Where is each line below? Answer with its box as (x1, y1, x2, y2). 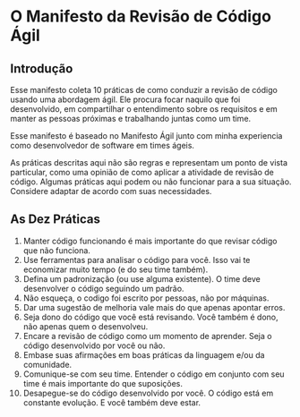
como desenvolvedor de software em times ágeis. (10, 140, 195, 150)
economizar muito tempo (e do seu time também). (22, 264, 209, 275)
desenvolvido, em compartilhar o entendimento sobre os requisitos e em (10, 104, 278, 114)
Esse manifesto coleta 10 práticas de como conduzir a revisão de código (10, 85, 279, 95)
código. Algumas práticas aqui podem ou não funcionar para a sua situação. (10, 176, 292, 187)
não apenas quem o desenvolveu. (22, 320, 149, 332)
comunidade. (22, 359, 73, 370)
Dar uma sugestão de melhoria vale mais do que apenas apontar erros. (22, 302, 286, 312)
